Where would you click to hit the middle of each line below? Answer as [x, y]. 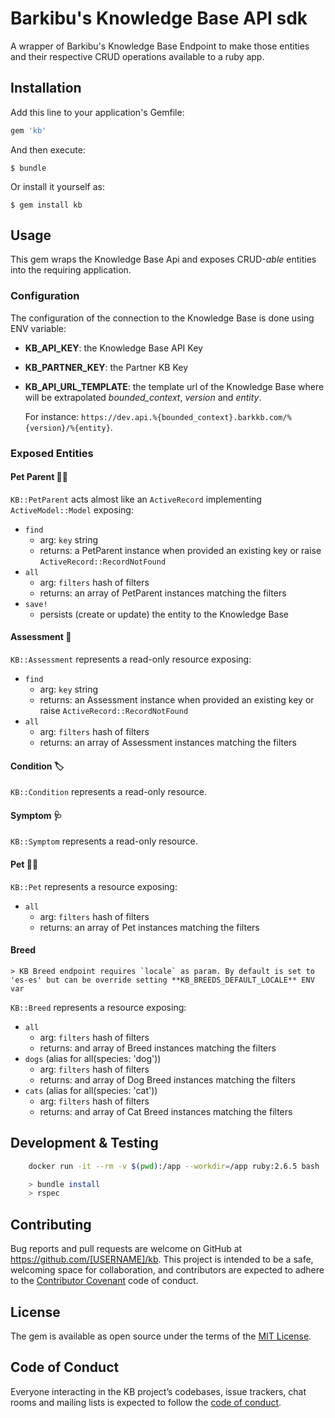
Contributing [51, 1224]
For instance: [52, 416]
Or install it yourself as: [57, 186]
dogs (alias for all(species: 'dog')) [93, 1058]
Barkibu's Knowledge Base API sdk [159, 18]
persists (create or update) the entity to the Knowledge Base [164, 614]
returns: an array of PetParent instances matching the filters [163, 593]
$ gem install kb [46, 205]
